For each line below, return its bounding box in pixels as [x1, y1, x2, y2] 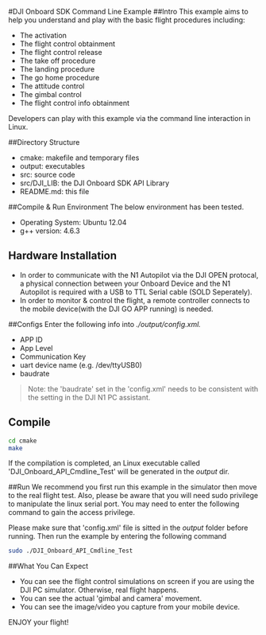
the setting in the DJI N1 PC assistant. [27, 392, 151, 402]
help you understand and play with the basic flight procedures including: [8, 15, 245, 25]
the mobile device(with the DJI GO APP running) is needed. [19, 304, 214, 314]
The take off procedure [19, 56, 96, 65]
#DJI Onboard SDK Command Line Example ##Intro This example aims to [8, 7, 249, 16]
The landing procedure [19, 64, 95, 74]
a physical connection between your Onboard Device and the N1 [19, 279, 231, 288]
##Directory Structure [8, 138, 80, 146]
